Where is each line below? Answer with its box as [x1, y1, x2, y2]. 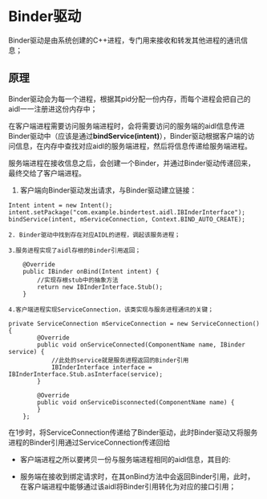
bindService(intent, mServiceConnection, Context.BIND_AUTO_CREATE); [8, 215, 246, 223]
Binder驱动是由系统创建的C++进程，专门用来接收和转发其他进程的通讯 [8, 35, 241, 45]
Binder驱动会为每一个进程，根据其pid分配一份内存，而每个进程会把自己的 [8, 94, 251, 103]
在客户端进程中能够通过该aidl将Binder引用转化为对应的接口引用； [19, 481, 237, 491]
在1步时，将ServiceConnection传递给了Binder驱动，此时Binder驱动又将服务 [8, 427, 258, 437]
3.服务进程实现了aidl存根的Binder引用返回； [8, 246, 142, 254]
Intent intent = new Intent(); [8, 201, 113, 209]
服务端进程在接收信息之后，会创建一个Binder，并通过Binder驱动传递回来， [8, 158, 255, 168]
